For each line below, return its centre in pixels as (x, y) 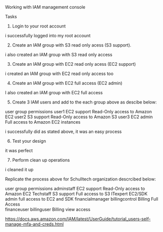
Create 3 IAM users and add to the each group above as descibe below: (84, 102)
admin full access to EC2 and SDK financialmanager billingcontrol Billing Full (82, 199)
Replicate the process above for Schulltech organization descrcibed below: (81, 179)
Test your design (29, 141)
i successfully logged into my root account (48, 36)
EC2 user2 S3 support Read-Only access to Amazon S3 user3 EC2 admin (79, 117)
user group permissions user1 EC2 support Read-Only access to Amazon (79, 112)
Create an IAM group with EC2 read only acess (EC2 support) (74, 64)
